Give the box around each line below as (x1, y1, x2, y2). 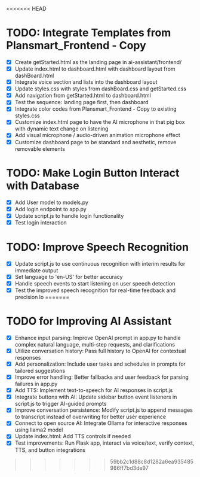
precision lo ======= (14, 293, 70, 300)
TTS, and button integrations (14, 446, 85, 454)
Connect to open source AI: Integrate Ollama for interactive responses (14, 420, 187, 427)
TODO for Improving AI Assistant (6, 314, 172, 328)
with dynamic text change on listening (14, 125, 109, 132)
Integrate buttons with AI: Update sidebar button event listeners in (14, 393, 177, 400)
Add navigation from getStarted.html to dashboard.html (14, 92, 151, 99)
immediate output (14, 266, 59, 274)
